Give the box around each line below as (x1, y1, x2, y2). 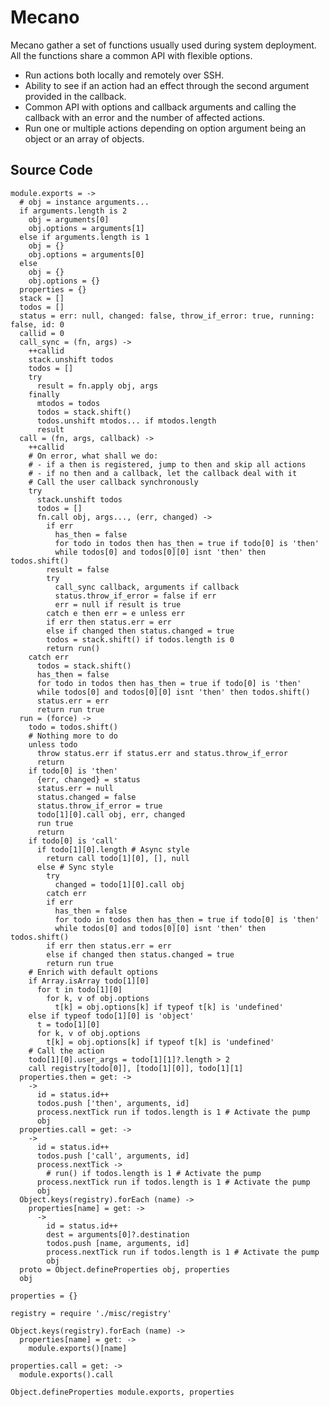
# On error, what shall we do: (28, 451, 159, 461)
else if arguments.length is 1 (19, 232, 150, 242)
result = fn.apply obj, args (36, 381, 159, 391)
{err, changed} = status (36, 774, 141, 785)
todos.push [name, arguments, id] (46, 1238, 190, 1248)
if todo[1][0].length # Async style (36, 844, 190, 855)
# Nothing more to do (28, 731, 118, 741)
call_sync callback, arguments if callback (54, 582, 240, 592)
